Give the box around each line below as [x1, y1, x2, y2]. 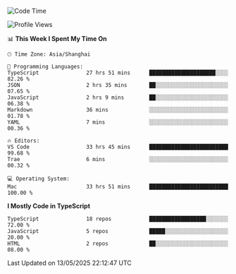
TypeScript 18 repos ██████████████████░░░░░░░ [7, 215, 229, 222]
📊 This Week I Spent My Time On [7, 35, 107, 42]
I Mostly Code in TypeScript [7, 202, 90, 210]
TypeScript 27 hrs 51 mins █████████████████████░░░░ [7, 69, 229, 76]
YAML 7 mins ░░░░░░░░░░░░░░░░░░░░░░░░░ [7, 119, 229, 126]
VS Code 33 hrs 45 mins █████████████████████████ [7, 143, 229, 150]
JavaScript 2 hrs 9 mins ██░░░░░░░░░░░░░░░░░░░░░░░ [7, 94, 229, 101]
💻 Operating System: [7, 175, 70, 182]
